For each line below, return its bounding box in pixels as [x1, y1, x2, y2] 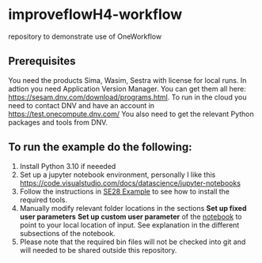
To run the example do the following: [8, 141, 192, 154]
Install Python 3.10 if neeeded [19, 161, 116, 171]
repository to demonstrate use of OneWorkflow [8, 32, 162, 41]
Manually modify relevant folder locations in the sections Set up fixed [19, 203, 247, 212]
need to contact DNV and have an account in [8, 100, 155, 110]
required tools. [19, 195, 67, 205]
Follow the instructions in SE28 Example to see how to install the [19, 186, 230, 196]
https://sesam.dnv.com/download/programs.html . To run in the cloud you [8, 92, 247, 102]
